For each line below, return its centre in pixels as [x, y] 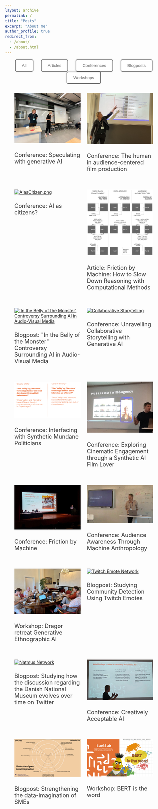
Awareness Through [114, 542]
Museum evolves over [44, 696]
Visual [23, 361]
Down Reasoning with [116, 281]
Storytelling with [108, 337]
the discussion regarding [47, 683]
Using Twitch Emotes [115, 598]
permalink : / [19, 16]
